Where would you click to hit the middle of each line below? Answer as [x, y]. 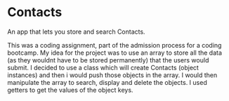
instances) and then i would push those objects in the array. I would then [112, 75]
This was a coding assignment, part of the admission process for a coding [115, 45]
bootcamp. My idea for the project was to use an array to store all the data [115, 53]
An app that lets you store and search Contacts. [76, 32]
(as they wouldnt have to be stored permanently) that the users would [108, 60]
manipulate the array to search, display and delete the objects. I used [107, 82]
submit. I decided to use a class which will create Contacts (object [103, 67]
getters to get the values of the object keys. [70, 90]
